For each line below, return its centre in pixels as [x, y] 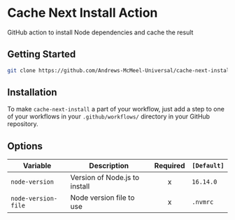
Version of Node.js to [105, 178]
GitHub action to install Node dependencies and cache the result [100, 32]
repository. [23, 124]
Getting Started [42, 54]
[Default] [208, 166]
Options [25, 146]
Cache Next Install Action [83, 13]
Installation [32, 92]
